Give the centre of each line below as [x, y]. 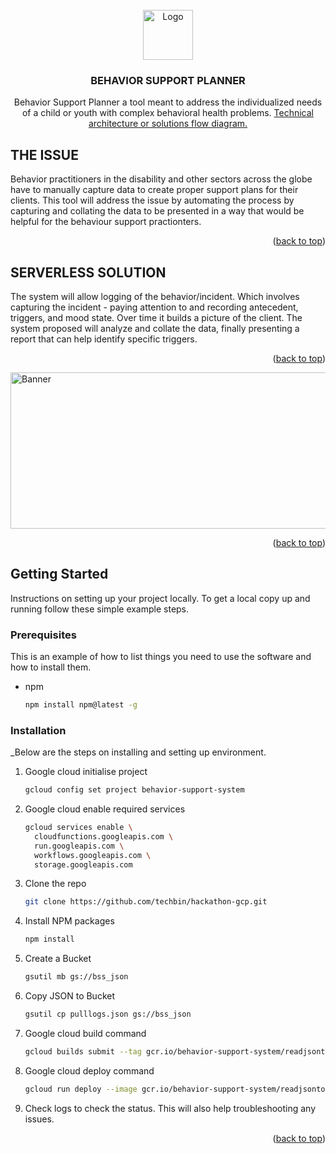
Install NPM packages [69, 921]
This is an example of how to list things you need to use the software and [161, 657]
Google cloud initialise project [86, 772]
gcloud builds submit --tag [83, 1051]
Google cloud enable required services [105, 809]
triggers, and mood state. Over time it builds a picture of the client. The [156, 317]
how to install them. [51, 667]
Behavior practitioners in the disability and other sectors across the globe [161, 179]
